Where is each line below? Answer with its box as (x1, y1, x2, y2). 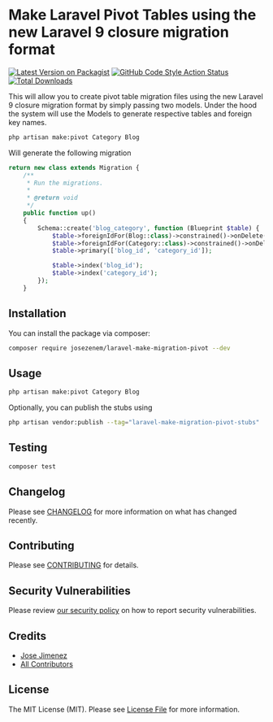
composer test (8, 462, 57, 471)
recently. (8, 515, 38, 525)
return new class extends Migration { (8, 163, 140, 172)
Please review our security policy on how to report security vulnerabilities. (8, 606, 257, 615)
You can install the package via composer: (8, 328, 150, 338)
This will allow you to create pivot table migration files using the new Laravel (8, 91, 264, 101)
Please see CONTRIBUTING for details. (8, 560, 140, 570)
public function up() (23, 209, 96, 217)
